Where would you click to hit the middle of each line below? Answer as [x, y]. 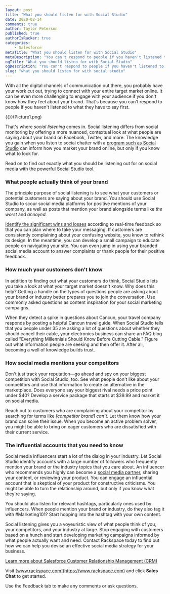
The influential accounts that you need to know [64, 445]
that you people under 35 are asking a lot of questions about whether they [83, 328]
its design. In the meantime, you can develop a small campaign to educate [82, 241]
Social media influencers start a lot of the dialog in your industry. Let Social [83, 456]
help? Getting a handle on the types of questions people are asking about [82, 291]
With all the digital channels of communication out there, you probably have [84, 86]
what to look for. [22, 153]
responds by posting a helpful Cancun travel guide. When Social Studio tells [84, 323]
